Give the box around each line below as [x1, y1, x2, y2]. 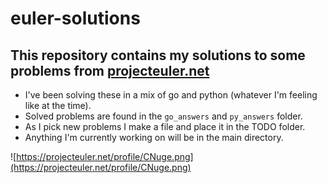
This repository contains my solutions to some [10, 47, 306, 64]
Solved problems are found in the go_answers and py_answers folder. [24, 110, 303, 122]
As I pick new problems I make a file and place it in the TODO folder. [24, 121, 306, 132]
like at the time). [24, 100, 92, 111]
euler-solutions [10, 7, 141, 30]
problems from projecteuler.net [10, 62, 210, 79]
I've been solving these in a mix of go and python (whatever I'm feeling [24, 89, 318, 101]
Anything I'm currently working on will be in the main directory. [24, 132, 284, 143]
